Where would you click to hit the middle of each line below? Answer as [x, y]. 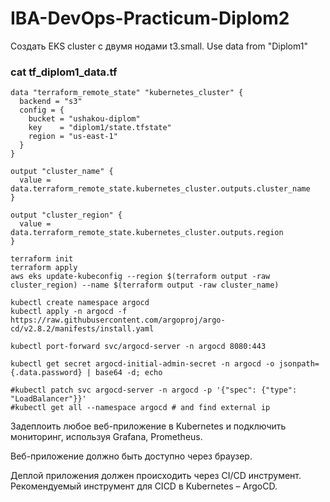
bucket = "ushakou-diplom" [84, 119]
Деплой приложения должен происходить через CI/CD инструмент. [156, 476]
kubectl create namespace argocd [80, 303]
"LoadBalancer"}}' [48, 399]
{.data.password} [46, 373]
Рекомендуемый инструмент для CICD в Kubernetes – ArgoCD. [144, 486]
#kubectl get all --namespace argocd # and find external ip [140, 408]
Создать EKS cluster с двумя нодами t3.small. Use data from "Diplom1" [159, 46]
